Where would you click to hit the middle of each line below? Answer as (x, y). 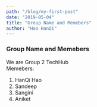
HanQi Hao (28, 80)
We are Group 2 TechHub (37, 62)
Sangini (24, 92)
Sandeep (26, 86)
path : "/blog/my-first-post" (42, 12)
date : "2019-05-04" (30, 17)
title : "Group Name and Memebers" (49, 23)
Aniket (23, 99)
